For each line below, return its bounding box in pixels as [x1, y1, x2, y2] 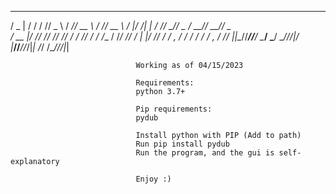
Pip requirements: [135, 104, 213, 114]
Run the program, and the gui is [135, 148, 275, 158]
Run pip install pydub [135, 139, 230, 149]
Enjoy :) [135, 174, 172, 184]
